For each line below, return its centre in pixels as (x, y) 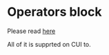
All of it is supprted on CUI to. (49, 44)
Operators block (54, 12)
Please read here (31, 31)
